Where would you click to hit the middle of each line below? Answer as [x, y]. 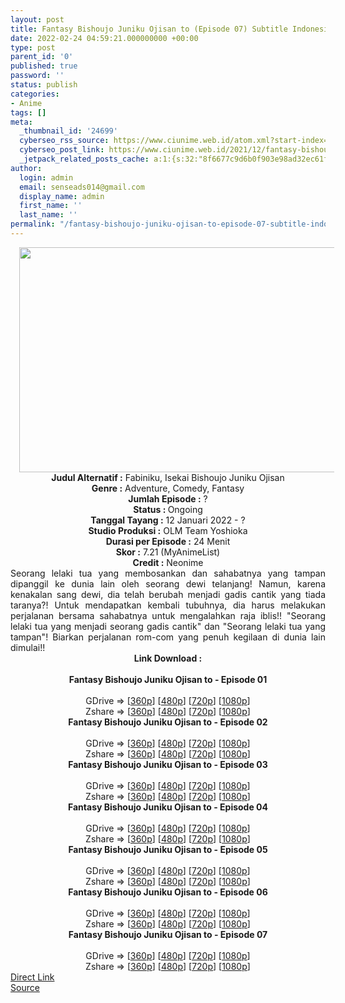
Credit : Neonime [168, 562]
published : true [44, 66]
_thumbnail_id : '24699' [68, 131]
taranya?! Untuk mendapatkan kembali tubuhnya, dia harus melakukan [168, 605]
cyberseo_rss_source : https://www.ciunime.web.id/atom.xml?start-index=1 [176, 141]
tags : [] [28, 112]
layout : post [37, 19]
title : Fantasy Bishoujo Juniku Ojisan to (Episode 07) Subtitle [149, 29]
